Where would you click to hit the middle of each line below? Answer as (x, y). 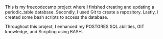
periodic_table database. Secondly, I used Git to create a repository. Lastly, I (82, 12)
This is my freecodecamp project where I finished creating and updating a (80, 7)
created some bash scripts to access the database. (57, 17)
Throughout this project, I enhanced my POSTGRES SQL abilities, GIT (75, 26)
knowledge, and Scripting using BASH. (44, 32)
